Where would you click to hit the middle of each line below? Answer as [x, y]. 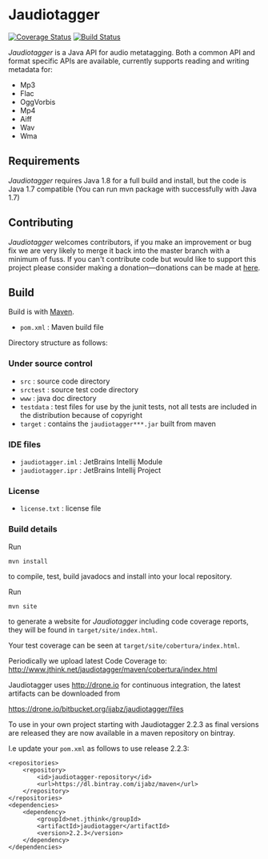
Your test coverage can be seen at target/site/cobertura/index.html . [124, 645]
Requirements [44, 161]
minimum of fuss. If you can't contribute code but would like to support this [132, 259]
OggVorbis [38, 102]
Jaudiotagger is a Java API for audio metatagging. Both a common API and [132, 52]
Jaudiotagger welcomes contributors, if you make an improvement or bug [130, 242]
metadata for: [31, 69]
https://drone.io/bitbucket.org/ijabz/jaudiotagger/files [96, 708]
